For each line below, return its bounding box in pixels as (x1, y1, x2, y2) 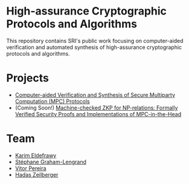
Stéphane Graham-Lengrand (14, 158, 86, 165)
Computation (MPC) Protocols (14, 97, 90, 105)
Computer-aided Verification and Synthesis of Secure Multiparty (14, 91, 176, 98)
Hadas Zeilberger (14, 171, 59, 178)
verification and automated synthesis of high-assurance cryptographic (6, 44, 182, 51)
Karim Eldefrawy (14, 151, 57, 159)
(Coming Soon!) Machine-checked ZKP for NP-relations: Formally (14, 104, 178, 111)
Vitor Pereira (14, 165, 46, 172)
